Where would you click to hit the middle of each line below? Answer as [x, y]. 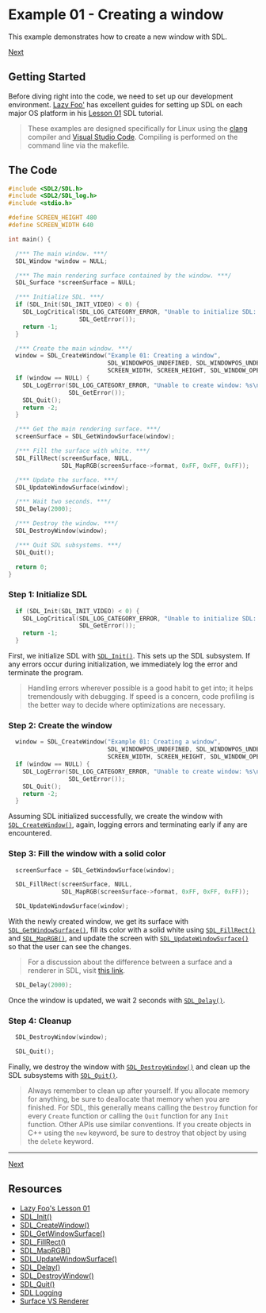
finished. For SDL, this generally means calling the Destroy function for [142, 1107]
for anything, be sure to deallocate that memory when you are [128, 1099]
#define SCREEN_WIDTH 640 [51, 225]
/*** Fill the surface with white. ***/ [83, 451]
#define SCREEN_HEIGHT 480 [53, 218]
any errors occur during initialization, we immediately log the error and [123, 664]
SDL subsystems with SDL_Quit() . [63, 1075]
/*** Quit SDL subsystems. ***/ [69, 545]
